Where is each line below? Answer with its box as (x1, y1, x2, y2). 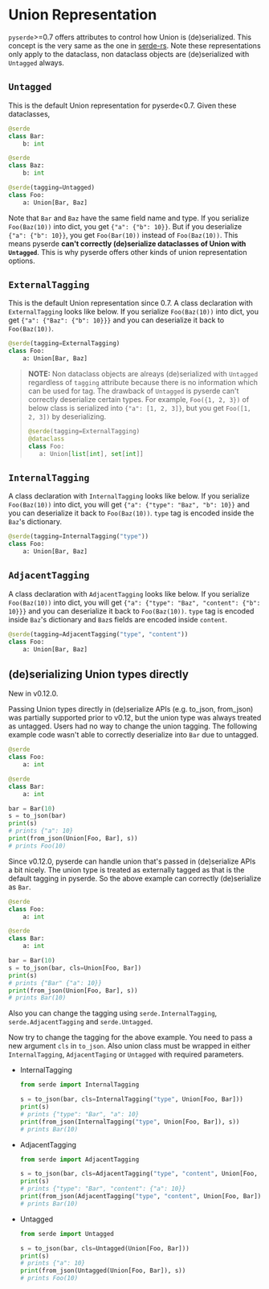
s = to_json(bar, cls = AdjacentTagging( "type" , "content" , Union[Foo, (19, 1170, 259, 1178)
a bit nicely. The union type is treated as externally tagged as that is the (8, 864, 245, 874)
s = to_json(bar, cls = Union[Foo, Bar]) (8, 963, 142, 972)
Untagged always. (8, 58, 64, 68)
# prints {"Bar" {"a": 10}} (8, 979, 103, 987)
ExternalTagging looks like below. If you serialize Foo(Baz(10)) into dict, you (8, 307, 259, 317)
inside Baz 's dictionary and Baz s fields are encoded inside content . (8, 614, 227, 624)
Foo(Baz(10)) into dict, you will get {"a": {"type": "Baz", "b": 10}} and (8, 500, 251, 510)
